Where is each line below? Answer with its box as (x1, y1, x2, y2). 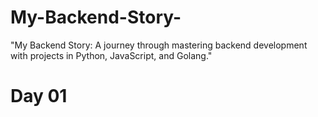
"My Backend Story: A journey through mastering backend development (10, 39, 308, 51)
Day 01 (10, 85, 68, 108)
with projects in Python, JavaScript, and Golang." (10, 49, 213, 61)
